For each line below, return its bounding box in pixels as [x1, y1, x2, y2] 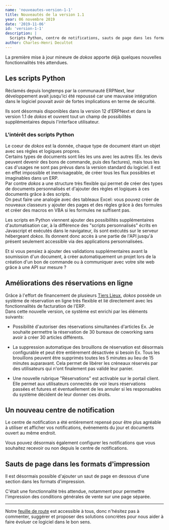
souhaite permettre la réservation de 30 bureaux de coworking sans [12, 329, 154, 335]
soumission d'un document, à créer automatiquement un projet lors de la [5, 253, 156, 259]
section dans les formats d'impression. [5, 479, 86, 485]
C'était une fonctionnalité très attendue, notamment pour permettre [5, 488, 145, 495]
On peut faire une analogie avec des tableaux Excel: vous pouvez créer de [5, 196, 159, 202]
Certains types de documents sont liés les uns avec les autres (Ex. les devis [5, 153, 162, 160]
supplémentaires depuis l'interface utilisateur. [5, 119, 100, 125]
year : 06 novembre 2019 [5, 17, 55, 22]
